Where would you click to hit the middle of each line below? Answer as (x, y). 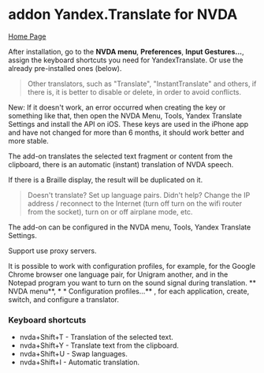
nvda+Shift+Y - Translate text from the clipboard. (99, 345)
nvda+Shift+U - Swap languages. (74, 354)
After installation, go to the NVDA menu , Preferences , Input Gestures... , (126, 51)
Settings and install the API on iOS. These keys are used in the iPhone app (128, 124)
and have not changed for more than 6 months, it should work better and (126, 132)
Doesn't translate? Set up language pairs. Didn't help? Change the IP (139, 195)
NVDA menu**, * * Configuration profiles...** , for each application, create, (129, 291)
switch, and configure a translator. (64, 299)
